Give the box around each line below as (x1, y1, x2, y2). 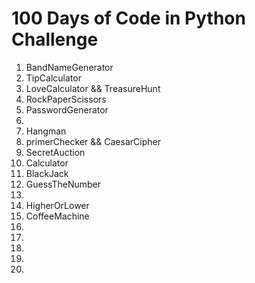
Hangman (25, 125, 67, 137)
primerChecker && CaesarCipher (25, 135, 161, 147)
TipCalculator (25, 72, 82, 84)
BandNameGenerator (25, 61, 114, 73)
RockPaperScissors (25, 93, 107, 105)
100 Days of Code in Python (11, 7, 246, 30)
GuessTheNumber (25, 178, 102, 190)
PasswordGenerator (25, 103, 109, 116)
